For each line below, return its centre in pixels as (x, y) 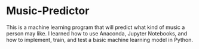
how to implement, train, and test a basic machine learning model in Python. (99, 40)
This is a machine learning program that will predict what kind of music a (96, 27)
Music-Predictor (48, 11)
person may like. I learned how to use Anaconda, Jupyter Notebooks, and (97, 33)
